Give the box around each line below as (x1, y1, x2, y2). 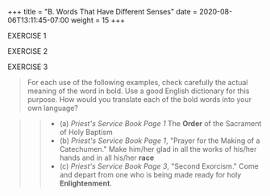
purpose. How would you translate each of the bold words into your (27, 95, 251, 104)
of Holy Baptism (59, 128, 114, 137)
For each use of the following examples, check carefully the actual (27, 78, 248, 87)
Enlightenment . (59, 178, 112, 188)
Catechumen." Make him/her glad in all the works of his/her (59, 145, 257, 153)
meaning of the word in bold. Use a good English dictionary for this (27, 86, 250, 96)
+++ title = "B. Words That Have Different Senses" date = (7, 7, 198, 16)
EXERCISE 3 (7, 62, 48, 71)
